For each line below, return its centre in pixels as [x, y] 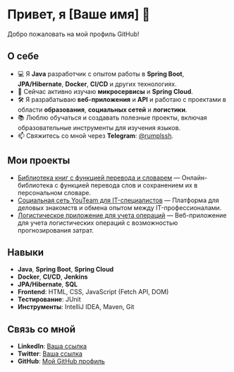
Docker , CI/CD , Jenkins [53, 277]
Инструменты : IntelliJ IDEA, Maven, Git [76, 307]
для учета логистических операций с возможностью [98, 223]
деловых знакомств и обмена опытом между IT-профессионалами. [119, 207]
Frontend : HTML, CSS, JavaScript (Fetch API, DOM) [93, 292]
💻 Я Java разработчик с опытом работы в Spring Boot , [101, 74]
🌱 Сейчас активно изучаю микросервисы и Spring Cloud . [105, 91]
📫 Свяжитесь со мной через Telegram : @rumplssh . [96, 135]
